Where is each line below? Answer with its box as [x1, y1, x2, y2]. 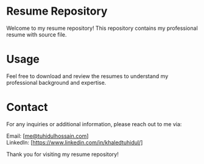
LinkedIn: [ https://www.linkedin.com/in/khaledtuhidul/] [6, 138, 143, 146]
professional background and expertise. [6, 79, 107, 86]
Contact [6, 101, 48, 114]
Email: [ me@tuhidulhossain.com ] [6, 132, 89, 140]
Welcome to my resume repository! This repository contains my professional [6, 24, 198, 32]
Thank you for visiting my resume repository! [6, 151, 119, 158]
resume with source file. [6, 30, 67, 38]
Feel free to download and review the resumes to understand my [6, 72, 169, 80]
